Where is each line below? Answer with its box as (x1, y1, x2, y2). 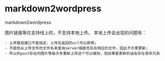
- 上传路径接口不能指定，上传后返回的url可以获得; (5, 40, 97, 45)
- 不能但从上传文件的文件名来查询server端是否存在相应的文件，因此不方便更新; (5, 46, 148, 51)
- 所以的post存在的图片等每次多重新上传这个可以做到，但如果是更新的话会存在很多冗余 (5, 51, 160, 56)
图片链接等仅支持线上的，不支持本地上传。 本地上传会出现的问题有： (5, 29, 146, 35)
